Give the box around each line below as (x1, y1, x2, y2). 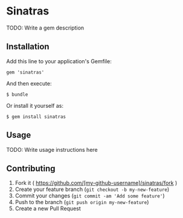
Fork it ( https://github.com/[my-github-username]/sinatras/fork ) (14, 179, 178, 187)
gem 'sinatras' (6, 69, 45, 75)
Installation (6, 42, 50, 52)
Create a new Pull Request (14, 205, 82, 212)
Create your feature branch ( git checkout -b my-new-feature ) (14, 185, 170, 193)
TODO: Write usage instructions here (6, 146, 98, 153)
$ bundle (6, 92, 28, 98)
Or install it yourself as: (6, 102, 63, 109)
